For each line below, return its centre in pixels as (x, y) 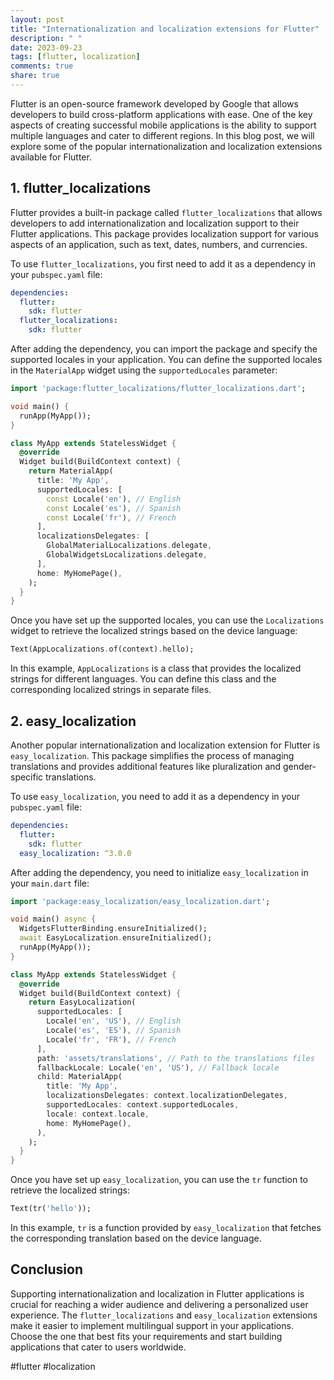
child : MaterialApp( (79, 1077)
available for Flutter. (51, 157)
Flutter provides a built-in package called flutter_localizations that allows (166, 212)
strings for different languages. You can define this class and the (143, 679)
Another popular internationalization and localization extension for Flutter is (165, 745)
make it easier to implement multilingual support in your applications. (152, 1325)
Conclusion (47, 1269)
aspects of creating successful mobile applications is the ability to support (163, 125)
